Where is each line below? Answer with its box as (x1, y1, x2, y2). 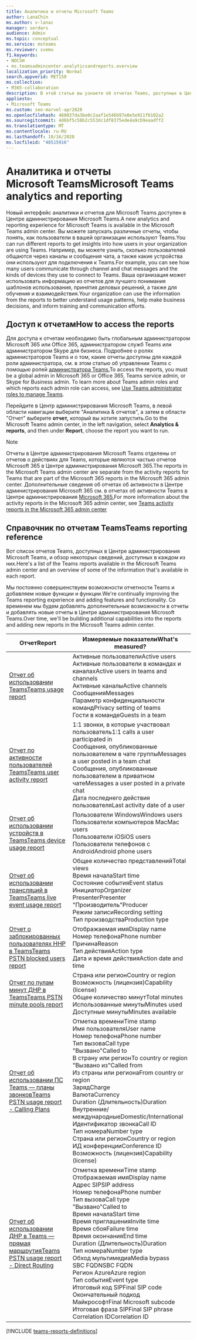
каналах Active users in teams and (72, 667, 167, 675)
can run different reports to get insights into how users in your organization (6, 240, 188, 247)
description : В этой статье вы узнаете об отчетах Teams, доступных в (6, 90, 182, 96)
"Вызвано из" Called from (72, 1062, 143, 1070)
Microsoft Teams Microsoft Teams (6, 177, 174, 191)
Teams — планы (9, 1083, 55, 1091)
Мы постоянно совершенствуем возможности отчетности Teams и (6, 584, 175, 591)
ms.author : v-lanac (6, 19, 54, 25)
